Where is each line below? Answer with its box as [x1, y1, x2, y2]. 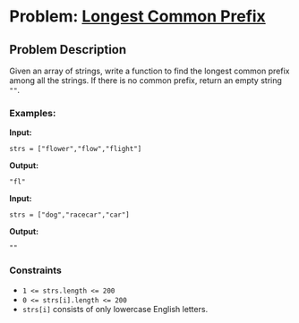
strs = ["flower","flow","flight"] [9, 145, 142, 154]
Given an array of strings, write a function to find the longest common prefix [9, 65, 290, 76]
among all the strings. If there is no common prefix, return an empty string [9, 75, 282, 86]
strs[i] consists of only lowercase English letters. [21, 303, 209, 314]
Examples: [9, 106, 56, 119]
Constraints [9, 264, 63, 276]
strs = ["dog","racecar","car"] [9, 210, 130, 220]
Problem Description [9, 42, 127, 57]
